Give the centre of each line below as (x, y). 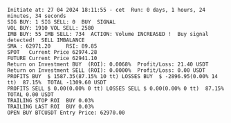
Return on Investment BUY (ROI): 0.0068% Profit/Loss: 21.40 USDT (108, 64)
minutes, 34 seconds (37, 16)
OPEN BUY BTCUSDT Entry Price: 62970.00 (66, 113)
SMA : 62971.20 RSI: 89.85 (52, 46)
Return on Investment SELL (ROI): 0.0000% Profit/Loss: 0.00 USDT (107, 70)
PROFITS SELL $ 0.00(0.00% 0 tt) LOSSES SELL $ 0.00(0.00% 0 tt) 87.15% (116, 88)
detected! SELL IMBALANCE (46, 40)
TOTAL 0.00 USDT (30, 95)
